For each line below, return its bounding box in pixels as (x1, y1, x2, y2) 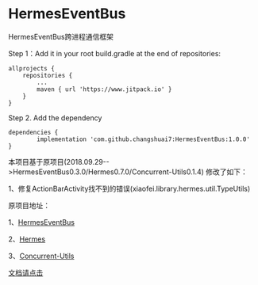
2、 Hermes (8, 234, 46, 244)
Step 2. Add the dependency (8, 112, 102, 123)
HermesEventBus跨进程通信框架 (8, 32, 114, 41)
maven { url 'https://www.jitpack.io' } (37, 85, 172, 93)
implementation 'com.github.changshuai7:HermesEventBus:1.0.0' (37, 135, 250, 143)
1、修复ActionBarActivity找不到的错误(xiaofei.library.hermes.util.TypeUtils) (8, 184, 251, 193)
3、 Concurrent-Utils (8, 251, 75, 260)
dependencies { (8, 128, 59, 136)
